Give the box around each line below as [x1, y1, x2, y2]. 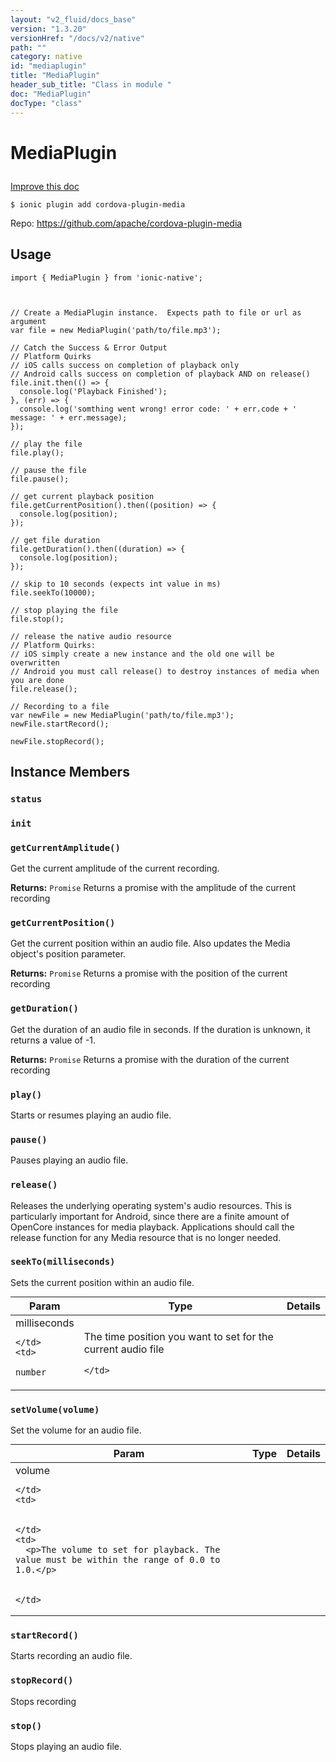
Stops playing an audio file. [10, 1741, 123, 1752]
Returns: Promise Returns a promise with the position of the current [10, 967, 288, 980]
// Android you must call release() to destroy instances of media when [10, 666, 320, 676]
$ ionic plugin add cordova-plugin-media [10, 199, 186, 210]
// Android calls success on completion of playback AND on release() [10, 369, 311, 379]
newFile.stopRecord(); [10, 736, 105, 746]
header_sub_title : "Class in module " [10, 80, 172, 90]
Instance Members [10, 763, 130, 780]
